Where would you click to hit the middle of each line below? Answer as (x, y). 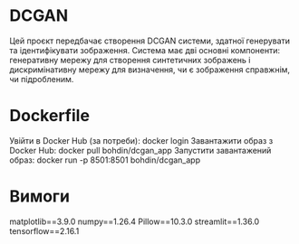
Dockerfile (50, 116)
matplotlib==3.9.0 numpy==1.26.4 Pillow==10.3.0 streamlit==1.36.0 (135, 221)
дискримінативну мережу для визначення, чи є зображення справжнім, (150, 70)
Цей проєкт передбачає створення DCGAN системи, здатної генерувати (150, 41)
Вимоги (40, 197)
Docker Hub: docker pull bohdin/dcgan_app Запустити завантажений (140, 150)
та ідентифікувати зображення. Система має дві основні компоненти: (145, 50)
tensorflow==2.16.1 (44, 230)
